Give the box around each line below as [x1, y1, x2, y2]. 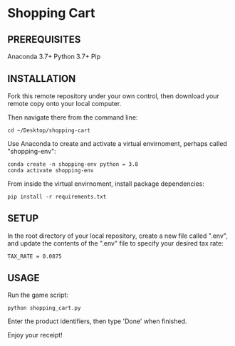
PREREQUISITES [7, 33, 81, 46]
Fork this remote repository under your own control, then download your [7, 91, 219, 100]
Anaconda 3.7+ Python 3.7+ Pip [7, 52, 101, 61]
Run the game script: [7, 290, 69, 300]
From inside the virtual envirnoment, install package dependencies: [7, 179, 205, 188]
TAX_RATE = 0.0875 [7, 253, 62, 260]
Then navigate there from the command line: [7, 112, 138, 122]
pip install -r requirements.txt [7, 193, 107, 200]
